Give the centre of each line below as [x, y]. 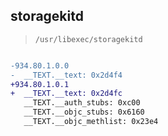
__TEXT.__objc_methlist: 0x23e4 [91, 122]
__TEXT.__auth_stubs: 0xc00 [82, 103]
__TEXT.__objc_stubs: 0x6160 [84, 112]
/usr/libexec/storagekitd [88, 39]
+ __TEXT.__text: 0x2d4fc [66, 94]
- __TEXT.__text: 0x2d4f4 [66, 75]
